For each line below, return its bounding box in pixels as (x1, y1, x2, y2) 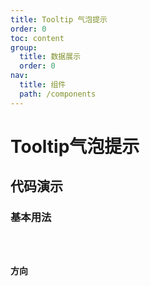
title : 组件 (19, 80, 67, 90)
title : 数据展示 (19, 52, 82, 62)
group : (10, 42, 38, 53)
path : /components (19, 89, 97, 99)
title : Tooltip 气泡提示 (10, 14, 108, 25)
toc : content (10, 33, 65, 43)
